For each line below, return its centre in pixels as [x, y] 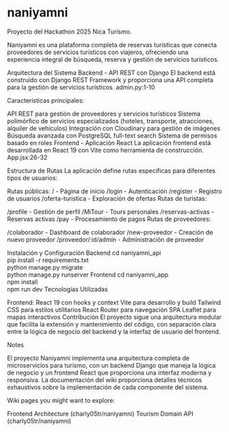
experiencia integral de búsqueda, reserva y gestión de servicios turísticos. [113, 59]
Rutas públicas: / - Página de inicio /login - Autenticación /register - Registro [114, 191]
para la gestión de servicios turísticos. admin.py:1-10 [81, 87]
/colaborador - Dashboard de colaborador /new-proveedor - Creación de [110, 232]
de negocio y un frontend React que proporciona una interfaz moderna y [109, 372]
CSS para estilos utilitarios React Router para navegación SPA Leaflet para [112, 309]
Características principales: [45, 100]
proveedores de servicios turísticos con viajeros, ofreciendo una [98, 52]
